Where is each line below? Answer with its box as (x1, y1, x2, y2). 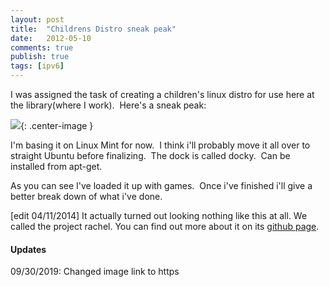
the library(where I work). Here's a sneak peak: (10, 99, 207, 111)
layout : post (10, 14, 65, 25)
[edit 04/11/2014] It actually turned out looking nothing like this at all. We (10, 210, 308, 221)
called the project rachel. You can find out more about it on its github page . (10, 221, 320, 232)
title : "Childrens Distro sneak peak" (10, 24, 177, 34)
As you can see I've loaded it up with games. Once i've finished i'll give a (10, 180, 313, 191)
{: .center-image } (20, 120, 94, 131)
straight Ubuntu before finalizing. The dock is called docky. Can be (10, 150, 291, 161)
